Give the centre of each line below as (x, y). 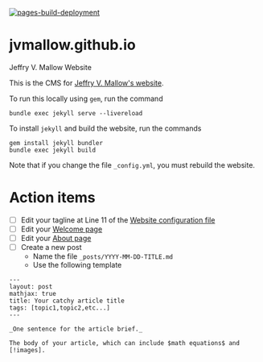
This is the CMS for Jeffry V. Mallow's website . (86, 83)
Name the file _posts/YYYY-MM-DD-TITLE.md (103, 256)
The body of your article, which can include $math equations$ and (125, 343)
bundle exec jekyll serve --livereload (76, 113)
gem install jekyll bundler (56, 143)
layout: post (31, 287)
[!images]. (27, 351)
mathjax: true (33, 294)
